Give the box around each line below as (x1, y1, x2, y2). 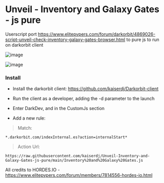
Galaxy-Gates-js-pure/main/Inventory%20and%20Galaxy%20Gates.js (5, 158, 143, 163)
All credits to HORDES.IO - (5, 167, 60, 173)
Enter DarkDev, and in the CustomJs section (12, 105, 105, 112)
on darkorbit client (5, 42, 44, 48)
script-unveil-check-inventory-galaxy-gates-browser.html (5, 36, 125, 43)
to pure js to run (126, 36, 160, 43)
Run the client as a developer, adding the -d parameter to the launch (12, 95, 155, 102)
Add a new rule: (12, 115, 46, 121)
